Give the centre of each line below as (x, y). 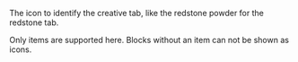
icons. (21, 49)
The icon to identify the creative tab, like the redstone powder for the (137, 13)
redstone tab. (34, 22)
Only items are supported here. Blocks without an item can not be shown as (149, 40)
